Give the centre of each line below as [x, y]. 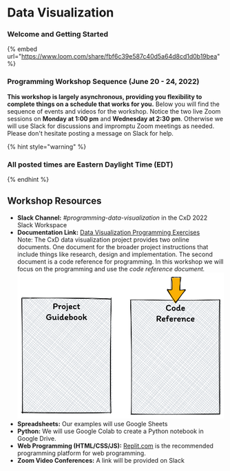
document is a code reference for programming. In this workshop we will [120, 261]
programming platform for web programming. [81, 453]
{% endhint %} [28, 180]
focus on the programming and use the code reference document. [111, 269]
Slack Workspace [42, 224]
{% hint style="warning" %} [47, 147]
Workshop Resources [54, 201]
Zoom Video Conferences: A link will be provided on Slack [101, 461]
